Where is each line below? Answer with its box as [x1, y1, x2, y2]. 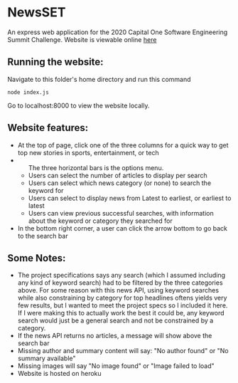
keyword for [28, 186, 64, 194]
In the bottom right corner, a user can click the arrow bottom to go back [17, 224, 228, 232]
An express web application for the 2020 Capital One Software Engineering [7, 28, 228, 36]
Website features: [7, 122, 89, 134]
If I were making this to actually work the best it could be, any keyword [17, 309, 225, 318]
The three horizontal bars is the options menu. [28, 163, 164, 172]
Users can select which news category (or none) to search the [28, 179, 212, 187]
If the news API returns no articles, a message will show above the [17, 332, 212, 340]
